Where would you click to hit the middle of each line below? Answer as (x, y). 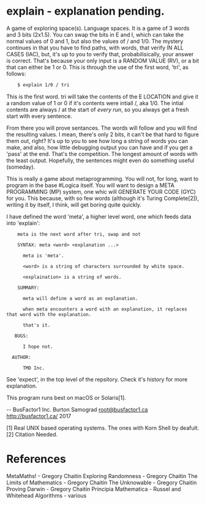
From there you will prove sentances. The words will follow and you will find (102, 128)
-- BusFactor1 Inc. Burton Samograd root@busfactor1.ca (77, 409)
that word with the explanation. (49, 314)
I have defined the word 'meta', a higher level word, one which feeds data (99, 216)
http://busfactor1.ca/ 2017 (39, 416)
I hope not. (38, 347)
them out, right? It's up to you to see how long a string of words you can (97, 141)
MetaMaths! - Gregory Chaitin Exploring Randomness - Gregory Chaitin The (102, 476)
